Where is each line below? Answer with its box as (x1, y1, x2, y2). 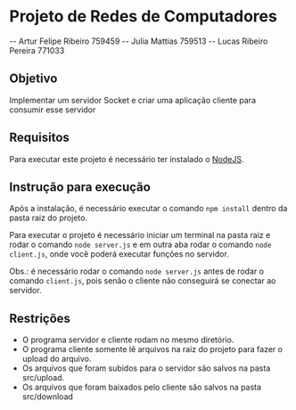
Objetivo (9, 71, 58, 86)
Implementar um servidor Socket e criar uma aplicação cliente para (9, 94, 257, 105)
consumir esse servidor (9, 104, 96, 115)
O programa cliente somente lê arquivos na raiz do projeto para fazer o (21, 344, 284, 355)
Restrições (9, 310, 71, 326)
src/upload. (21, 373, 65, 383)
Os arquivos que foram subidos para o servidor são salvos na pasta (21, 363, 271, 373)
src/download (21, 391, 74, 402)
